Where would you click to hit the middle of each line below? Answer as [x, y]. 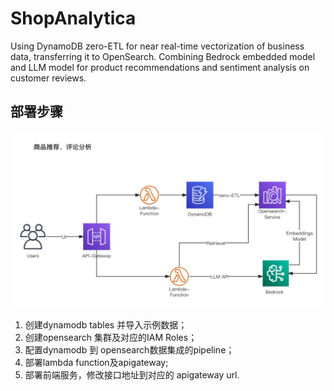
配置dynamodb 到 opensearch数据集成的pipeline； [129, 350]
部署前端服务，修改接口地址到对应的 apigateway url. [132, 375]
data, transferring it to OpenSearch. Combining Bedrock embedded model [163, 56]
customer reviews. [48, 78]
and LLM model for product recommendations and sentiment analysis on [160, 67]
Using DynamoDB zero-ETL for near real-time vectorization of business [157, 46]
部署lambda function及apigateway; [96, 363]
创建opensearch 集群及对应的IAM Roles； [111, 338]
